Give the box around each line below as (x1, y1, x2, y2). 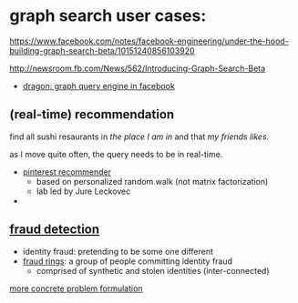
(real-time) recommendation (9, 106, 175, 123)
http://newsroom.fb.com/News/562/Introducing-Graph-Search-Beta (9, 63, 266, 74)
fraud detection (9, 222, 100, 237)
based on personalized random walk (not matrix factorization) (36, 176, 269, 187)
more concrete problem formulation (9, 283, 143, 294)
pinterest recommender (22, 166, 112, 177)
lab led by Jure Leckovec (36, 186, 131, 197)
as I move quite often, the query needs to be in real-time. (9, 148, 223, 159)
